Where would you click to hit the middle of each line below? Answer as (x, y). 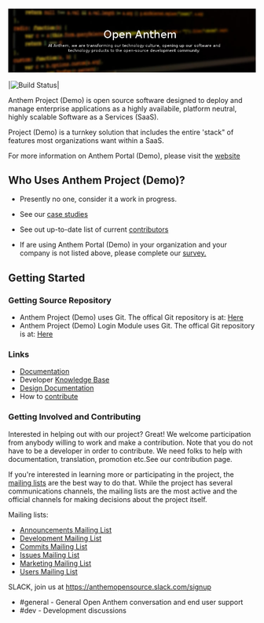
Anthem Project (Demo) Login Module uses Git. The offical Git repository (137, 326)
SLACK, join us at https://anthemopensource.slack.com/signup (110, 587)
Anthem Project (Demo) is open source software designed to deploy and (125, 100)
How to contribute (49, 397)
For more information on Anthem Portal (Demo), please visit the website (125, 156)
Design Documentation (57, 388)
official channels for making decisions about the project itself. (108, 499)
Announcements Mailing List (66, 530)
